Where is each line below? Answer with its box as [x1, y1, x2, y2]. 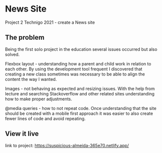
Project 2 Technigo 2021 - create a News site [5, 19, 95, 25]
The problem [5, 33, 45, 42]
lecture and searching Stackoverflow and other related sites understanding [5, 91, 155, 96]
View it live [5, 130, 39, 138]
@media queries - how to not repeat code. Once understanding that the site [5, 105, 157, 111]
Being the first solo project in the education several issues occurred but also [5, 46, 158, 52]
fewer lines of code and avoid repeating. [5, 115, 86, 122]
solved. [5, 51, 20, 57]
